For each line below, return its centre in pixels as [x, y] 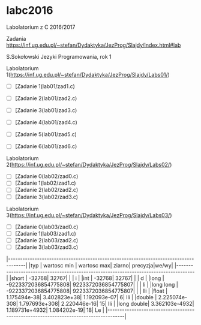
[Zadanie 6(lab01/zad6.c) [46, 146]
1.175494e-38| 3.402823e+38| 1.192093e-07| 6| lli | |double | [82, 297]
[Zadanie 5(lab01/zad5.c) [46, 134]
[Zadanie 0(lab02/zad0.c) [46, 176]
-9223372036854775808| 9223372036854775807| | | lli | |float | [87, 291]
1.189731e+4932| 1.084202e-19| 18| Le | [55, 310]
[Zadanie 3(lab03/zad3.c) [46, 247]
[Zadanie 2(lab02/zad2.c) [46, 190]
